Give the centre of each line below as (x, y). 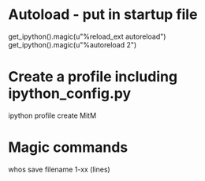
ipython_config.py (70, 94)
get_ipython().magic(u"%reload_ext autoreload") (87, 36)
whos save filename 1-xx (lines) (59, 169)
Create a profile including (93, 77)
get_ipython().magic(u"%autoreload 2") (73, 44)
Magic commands (68, 147)
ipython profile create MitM (52, 115)
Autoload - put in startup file (103, 15)
